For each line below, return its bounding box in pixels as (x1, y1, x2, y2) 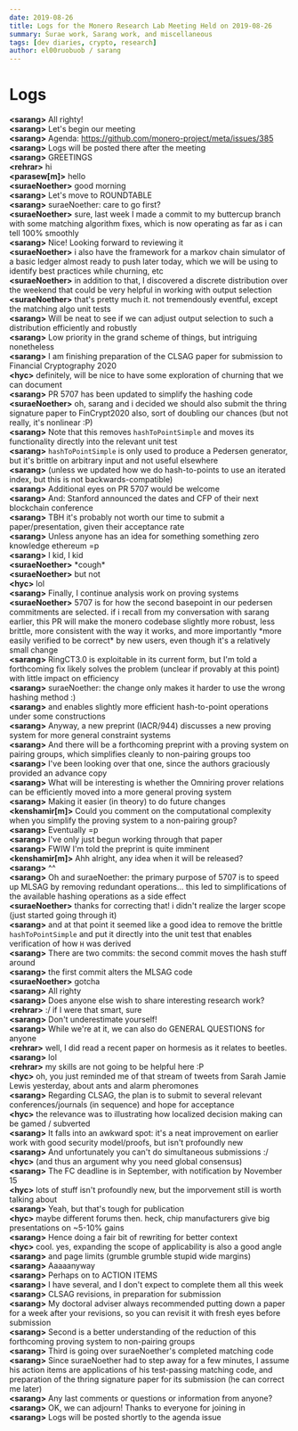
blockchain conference (9, 503, 93, 514)
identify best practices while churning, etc (9, 266, 164, 276)
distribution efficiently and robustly (9, 323, 138, 333)
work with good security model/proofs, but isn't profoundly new (9, 1138, 244, 1148)
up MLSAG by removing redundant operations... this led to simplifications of (9, 882, 287, 892)
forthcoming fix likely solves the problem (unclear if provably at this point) (9, 663, 280, 674)
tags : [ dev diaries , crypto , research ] (9, 37, 157, 47)
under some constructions (9, 711, 106, 722)
